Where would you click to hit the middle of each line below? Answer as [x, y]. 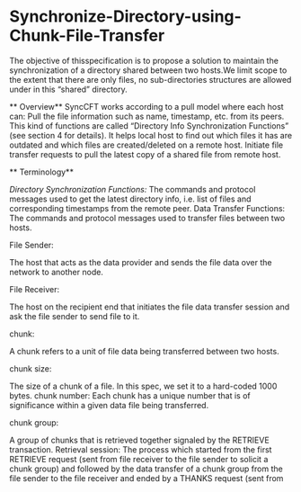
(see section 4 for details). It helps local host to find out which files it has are [151, 135]
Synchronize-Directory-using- [126, 17]
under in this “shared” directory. [68, 89]
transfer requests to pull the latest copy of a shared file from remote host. [145, 154]
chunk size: [31, 368]
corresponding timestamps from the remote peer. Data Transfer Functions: [147, 208]
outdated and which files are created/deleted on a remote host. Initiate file [146, 145]
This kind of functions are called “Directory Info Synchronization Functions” [149, 125]
